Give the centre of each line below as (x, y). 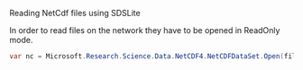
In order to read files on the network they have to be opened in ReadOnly (145, 30)
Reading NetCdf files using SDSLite (75, 13)
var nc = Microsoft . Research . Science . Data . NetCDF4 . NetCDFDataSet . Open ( (147, 57)
